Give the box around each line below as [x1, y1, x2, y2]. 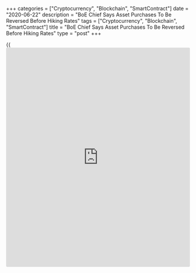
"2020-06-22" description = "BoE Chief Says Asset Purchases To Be [6, 11, 172, 18]
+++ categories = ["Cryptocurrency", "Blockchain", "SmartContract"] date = [6, 5, 189, 12]
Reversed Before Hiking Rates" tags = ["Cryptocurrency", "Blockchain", [6, 18, 177, 24]
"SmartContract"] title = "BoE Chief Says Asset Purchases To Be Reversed [6, 23, 185, 30]
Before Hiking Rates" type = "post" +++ [6, 30, 101, 37]
